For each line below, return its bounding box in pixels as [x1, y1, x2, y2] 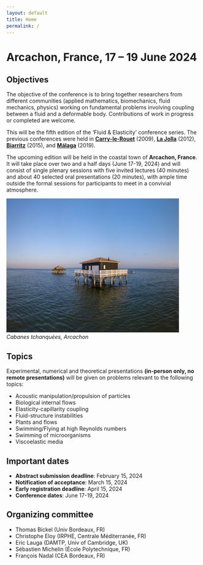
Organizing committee [6, 510, 94, 520]
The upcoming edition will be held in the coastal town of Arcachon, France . [6, 154, 197, 161]
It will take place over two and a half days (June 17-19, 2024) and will [6, 160, 181, 168]
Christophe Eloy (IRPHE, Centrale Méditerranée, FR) [15, 532, 147, 540]
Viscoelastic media [15, 438, 63, 445]
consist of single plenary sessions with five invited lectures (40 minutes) [6, 166, 190, 174]
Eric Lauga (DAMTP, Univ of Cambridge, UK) [15, 539, 129, 546]
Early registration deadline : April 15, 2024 [15, 485, 123, 493]
